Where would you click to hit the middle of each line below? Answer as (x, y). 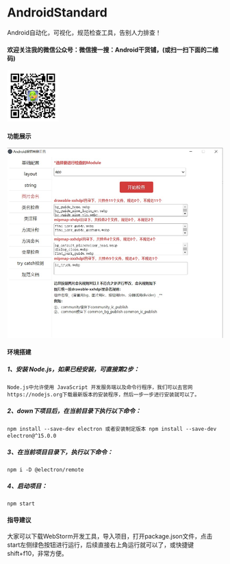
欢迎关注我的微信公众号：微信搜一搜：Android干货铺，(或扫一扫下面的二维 (113, 49)
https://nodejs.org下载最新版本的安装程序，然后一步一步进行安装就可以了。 (103, 395)
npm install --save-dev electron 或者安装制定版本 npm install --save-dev (112, 429)
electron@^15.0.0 (32, 436)
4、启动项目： (27, 486)
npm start (21, 504)
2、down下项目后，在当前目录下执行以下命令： (74, 411)
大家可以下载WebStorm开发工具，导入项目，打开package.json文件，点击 (110, 537)
